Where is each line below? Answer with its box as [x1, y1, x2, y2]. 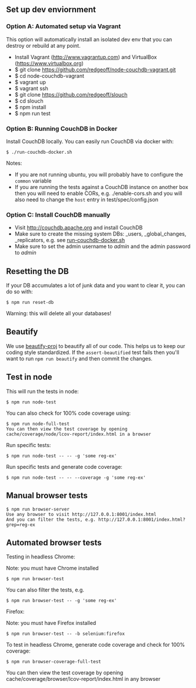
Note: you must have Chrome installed [6, 565, 99, 572]
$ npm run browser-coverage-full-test [6, 659, 101, 665]
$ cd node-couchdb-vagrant [14, 72, 84, 79]
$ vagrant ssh [14, 85, 48, 92]
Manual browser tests [6, 491, 88, 501]
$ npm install [14, 103, 46, 111]
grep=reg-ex [6, 521, 35, 528]
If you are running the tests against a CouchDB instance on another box [14, 183, 188, 190]
